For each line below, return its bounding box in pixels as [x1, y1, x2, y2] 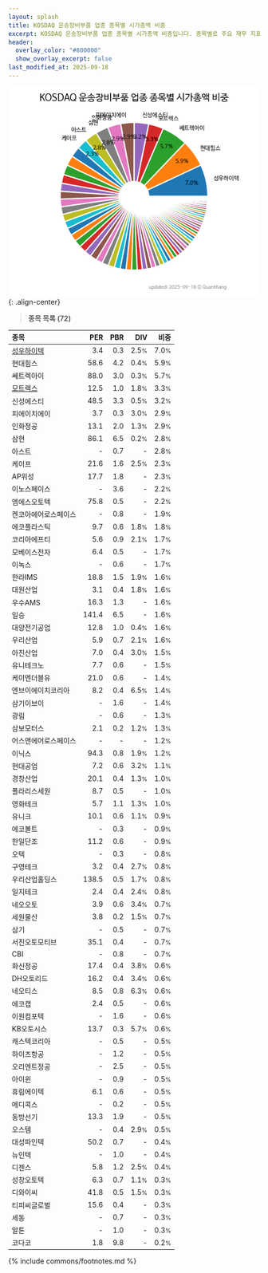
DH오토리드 [11, 974, 49, 983]
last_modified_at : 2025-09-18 [8, 64, 109, 72]
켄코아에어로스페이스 [11, 509, 77, 518]
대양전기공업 [11, 623, 51, 633]
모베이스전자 [11, 547, 51, 557]
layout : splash [8, 13, 59, 21]
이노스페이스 [11, 484, 51, 494]
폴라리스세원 [11, 786, 51, 796]
